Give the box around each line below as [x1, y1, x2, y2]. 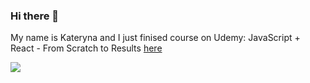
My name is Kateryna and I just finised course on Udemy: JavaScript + [10, 32, 301, 44]
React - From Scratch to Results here [10, 42, 163, 54]
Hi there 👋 [10, 9, 60, 23]
